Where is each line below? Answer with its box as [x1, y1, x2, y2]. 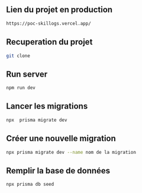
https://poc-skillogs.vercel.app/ [6, 20, 92, 26]
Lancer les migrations [6, 101, 88, 112]
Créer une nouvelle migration [6, 134, 117, 144]
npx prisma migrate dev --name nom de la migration [6, 149, 136, 155]
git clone [6, 53, 31, 59]
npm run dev [6, 85, 35, 91]
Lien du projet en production [6, 5, 113, 15]
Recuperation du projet [6, 37, 93, 47]
